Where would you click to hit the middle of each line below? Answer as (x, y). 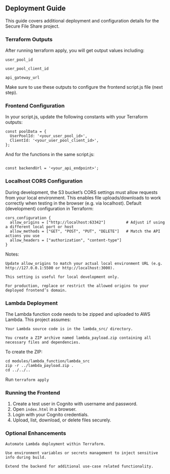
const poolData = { (26, 132)
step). (11, 93)
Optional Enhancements (36, 433)
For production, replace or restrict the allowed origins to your (77, 286)
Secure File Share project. (33, 26)
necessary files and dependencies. (43, 342)
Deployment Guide (36, 8)
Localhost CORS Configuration (44, 181)
